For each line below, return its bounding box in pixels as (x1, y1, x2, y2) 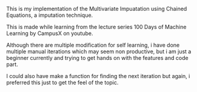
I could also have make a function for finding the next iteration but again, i (6, 73, 190, 79)
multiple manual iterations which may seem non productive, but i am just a (6, 48, 192, 55)
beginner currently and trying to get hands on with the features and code (6, 54, 189, 61)
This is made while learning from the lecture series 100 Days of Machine (6, 24, 187, 30)
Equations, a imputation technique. (6, 11, 93, 19)
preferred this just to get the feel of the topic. (6, 79, 119, 86)
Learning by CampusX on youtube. (6, 30, 93, 37)
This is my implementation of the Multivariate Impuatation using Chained (6, 5, 187, 12)
